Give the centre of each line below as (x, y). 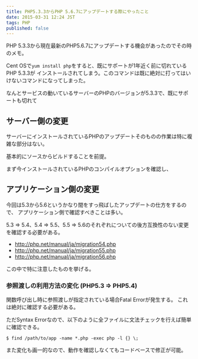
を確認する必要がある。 (35, 232)
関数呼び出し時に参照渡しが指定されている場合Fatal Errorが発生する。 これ (97, 300)
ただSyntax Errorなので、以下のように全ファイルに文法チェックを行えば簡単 (99, 320)
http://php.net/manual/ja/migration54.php (65, 244)
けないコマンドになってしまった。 (47, 81)
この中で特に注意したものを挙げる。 (50, 269)
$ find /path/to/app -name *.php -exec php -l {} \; (72, 338)
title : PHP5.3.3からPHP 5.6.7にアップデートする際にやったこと (77, 12)
